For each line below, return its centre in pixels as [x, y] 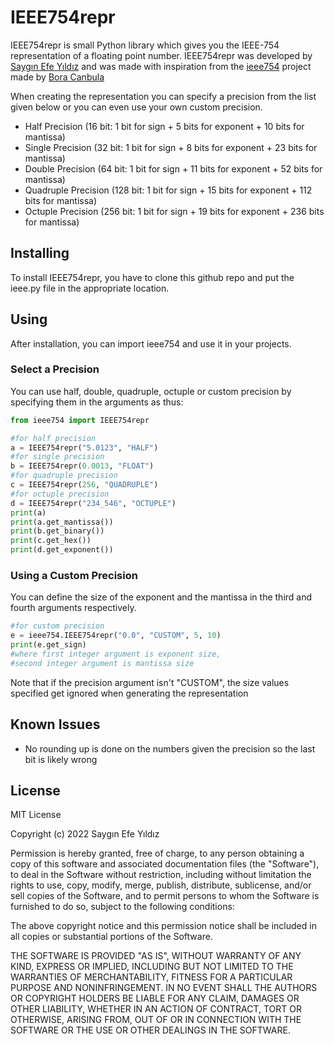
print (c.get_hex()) [51, 541]
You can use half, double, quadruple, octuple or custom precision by [151, 391]
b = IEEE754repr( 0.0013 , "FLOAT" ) [82, 466]
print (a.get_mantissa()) [62, 522]
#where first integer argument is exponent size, [116, 654]
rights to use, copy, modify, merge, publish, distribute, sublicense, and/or [161, 885]
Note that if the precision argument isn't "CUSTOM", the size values [150, 682]
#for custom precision [57, 626]
